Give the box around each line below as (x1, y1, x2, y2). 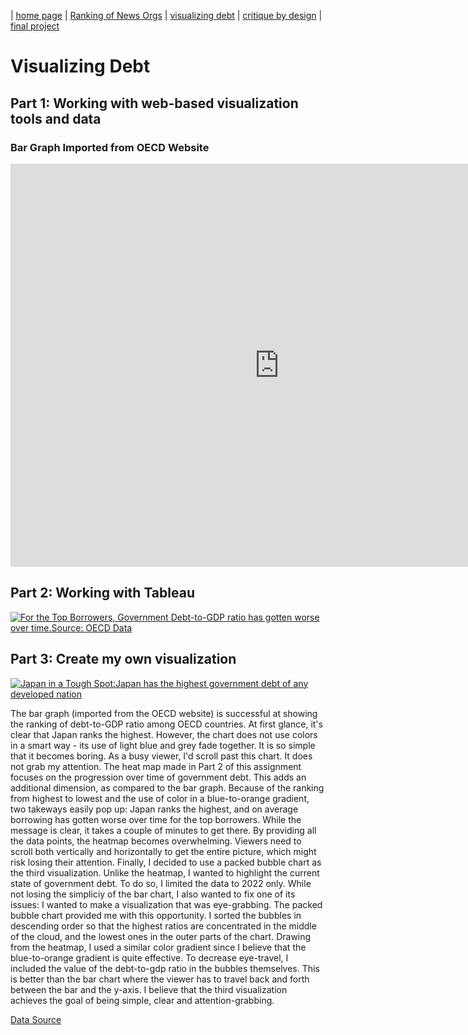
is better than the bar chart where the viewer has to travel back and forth (10, 973, 310, 985)
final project (10, 20, 60, 32)
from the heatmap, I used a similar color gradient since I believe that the (10, 941, 307, 953)
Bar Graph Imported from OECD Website (10, 140, 210, 154)
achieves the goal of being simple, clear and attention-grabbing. (10, 994, 275, 1006)
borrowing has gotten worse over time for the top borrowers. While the (10, 813, 302, 825)
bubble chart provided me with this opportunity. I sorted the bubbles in (10, 909, 302, 921)
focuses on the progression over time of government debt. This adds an (10, 771, 307, 783)
